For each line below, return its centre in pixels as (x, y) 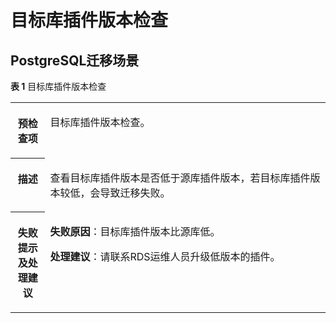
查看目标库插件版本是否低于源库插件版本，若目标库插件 (180, 178)
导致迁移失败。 (135, 193)
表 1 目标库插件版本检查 (58, 86)
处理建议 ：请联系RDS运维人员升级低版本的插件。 (165, 256)
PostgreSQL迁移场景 (75, 60)
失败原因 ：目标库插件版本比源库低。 (135, 231)
